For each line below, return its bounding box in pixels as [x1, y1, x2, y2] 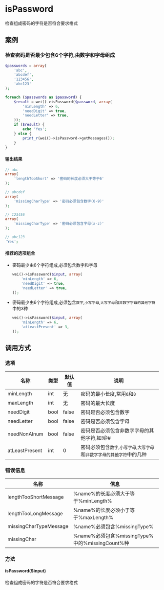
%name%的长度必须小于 [73, 506, 130, 513]
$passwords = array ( [5, 63, 47, 68]
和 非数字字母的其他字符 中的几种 [80, 451, 147, 458]
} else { [14, 131, 32, 136]
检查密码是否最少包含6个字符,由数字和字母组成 [5, 52, 115, 59]
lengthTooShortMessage [7, 493, 64, 500]
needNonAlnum [7, 431, 43, 437]
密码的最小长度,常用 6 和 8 [80, 390, 136, 397]
